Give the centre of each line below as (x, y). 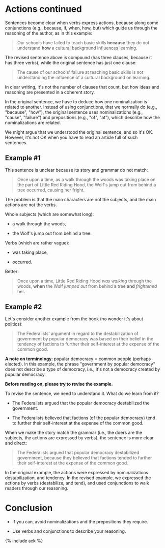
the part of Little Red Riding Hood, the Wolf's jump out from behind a (86, 184)
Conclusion (29, 508)
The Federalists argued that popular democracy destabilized (78, 452)
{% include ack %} (24, 541)
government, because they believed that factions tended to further (84, 457)
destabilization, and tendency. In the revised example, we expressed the (78, 478)
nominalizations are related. (33, 122)
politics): (14, 324)
